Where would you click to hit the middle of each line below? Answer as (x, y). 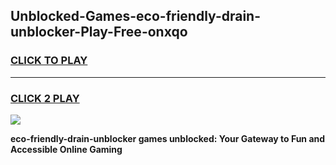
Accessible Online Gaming (66, 149)
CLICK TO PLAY (49, 61)
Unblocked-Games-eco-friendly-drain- (136, 16)
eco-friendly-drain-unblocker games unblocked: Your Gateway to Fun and (168, 138)
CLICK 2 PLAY (45, 98)
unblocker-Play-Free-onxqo (99, 32)
